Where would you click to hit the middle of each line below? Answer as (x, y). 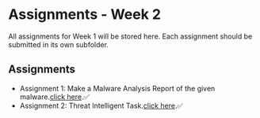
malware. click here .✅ (54, 97)
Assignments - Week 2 (84, 15)
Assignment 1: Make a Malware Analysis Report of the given (117, 88)
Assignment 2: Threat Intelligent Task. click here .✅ (101, 105)
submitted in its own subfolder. (59, 44)
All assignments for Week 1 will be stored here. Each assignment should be (130, 36)
